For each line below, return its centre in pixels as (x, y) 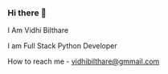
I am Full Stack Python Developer (62, 46)
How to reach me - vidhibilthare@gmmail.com (84, 62)
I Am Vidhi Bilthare (38, 31)
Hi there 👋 (27, 13)
